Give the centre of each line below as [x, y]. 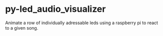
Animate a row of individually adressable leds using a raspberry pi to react [82, 23]
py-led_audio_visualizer [55, 9]
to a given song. [22, 28]
